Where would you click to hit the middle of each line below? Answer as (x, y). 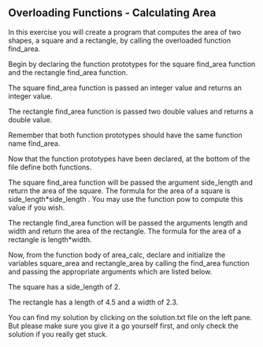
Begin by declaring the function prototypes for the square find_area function (132, 64)
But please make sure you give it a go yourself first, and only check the (123, 326)
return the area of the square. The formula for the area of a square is (119, 190)
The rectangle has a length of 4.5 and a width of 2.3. (93, 302)
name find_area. (34, 143)
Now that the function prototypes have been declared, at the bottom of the (129, 159)
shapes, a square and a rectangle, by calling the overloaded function (119, 40)
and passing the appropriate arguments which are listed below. (110, 271)
